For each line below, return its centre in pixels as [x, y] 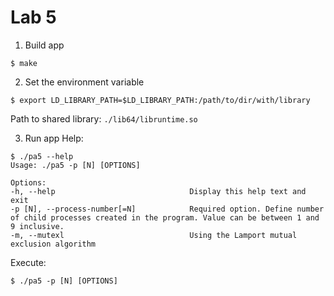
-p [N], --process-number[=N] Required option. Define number [167, 209]
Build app [44, 45]
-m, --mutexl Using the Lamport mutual [154, 235]
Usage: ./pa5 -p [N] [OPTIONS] [75, 165]
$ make [24, 63]
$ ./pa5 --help [42, 156]
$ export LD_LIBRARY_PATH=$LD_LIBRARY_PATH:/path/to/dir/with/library [160, 100]
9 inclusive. [37, 226]
